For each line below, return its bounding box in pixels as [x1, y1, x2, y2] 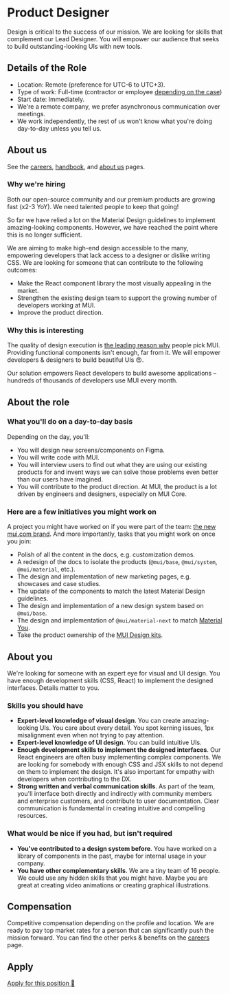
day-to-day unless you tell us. [16, 124, 102, 132]
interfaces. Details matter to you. [7, 683, 100, 692]
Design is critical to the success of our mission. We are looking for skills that [7, 28, 223, 36]
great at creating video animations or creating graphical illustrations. [16, 880, 211, 889]
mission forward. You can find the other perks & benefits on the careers [7, 933, 210, 942]
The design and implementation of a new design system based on [16, 602, 204, 610]
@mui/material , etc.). [16, 565, 76, 574]
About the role [7, 396, 70, 408]
